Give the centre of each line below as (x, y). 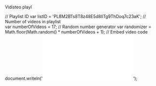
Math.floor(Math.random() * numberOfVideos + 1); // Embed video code (77, 32)
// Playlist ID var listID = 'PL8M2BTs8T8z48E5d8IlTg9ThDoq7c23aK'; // (76, 16)
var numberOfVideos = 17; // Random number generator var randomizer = (78, 27)
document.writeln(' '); (71, 78)
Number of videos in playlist (33, 22)
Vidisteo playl (19, 7)
